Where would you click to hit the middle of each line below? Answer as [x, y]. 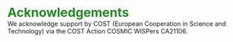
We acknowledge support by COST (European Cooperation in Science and [117, 24]
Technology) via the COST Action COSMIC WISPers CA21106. [98, 31]
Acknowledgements [68, 13]
